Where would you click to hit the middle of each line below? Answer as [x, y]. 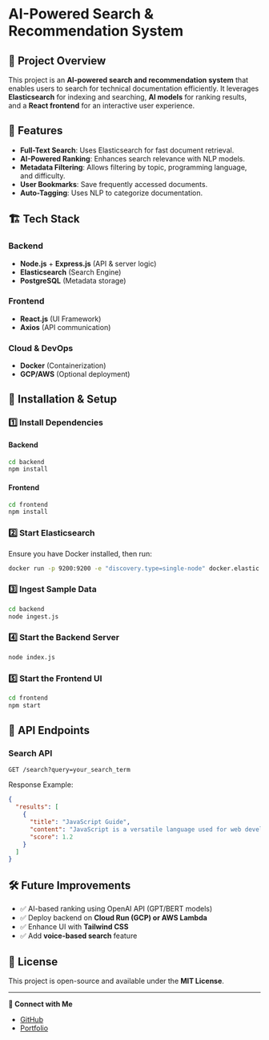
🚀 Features [36, 131]
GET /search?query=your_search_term [69, 770]
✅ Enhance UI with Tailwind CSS [74, 927]
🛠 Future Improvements [70, 885]
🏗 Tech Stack [44, 219]
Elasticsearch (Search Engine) [70, 272]
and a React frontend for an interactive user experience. [102, 106]
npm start [25, 705]
